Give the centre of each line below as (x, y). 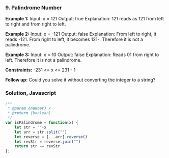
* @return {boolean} (29, 113)
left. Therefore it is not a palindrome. (44, 60)
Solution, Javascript (31, 93)
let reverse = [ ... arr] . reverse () (51, 137)
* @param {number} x (29, 109)
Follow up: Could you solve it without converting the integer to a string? (80, 80)
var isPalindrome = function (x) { (42, 123)
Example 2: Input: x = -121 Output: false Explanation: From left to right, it (81, 34)
